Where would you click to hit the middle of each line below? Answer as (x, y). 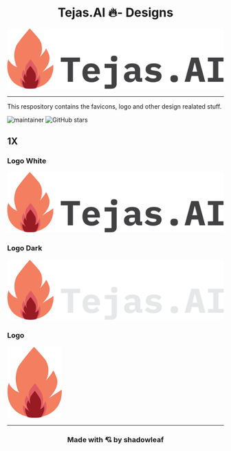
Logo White (27, 161)
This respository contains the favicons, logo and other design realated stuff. (114, 106)
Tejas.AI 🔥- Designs (115, 13)
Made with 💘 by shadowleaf (115, 439)
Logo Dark (25, 248)
